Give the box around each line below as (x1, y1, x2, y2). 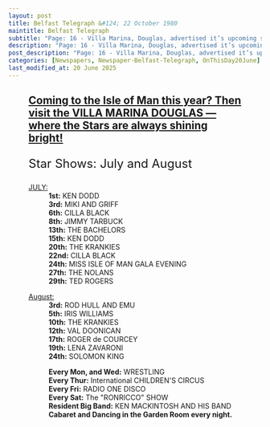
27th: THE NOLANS (48, 268, 114, 278)
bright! (28, 132, 63, 145)
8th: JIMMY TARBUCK (48, 217, 123, 226)
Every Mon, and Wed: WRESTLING (48, 367, 165, 377)
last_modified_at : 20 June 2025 (8, 64, 117, 72)
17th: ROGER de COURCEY (48, 335, 138, 344)
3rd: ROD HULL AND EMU (48, 300, 135, 310)
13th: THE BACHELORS (48, 226, 126, 235)
